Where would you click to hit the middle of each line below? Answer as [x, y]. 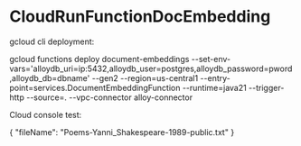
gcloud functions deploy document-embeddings [99, 59]
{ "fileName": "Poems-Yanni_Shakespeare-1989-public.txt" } [122, 132]
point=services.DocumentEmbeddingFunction [95, 87]
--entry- [215, 78]
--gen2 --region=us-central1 [145, 78]
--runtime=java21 [214, 87]
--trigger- [266, 87]
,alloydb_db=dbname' [50, 78]
